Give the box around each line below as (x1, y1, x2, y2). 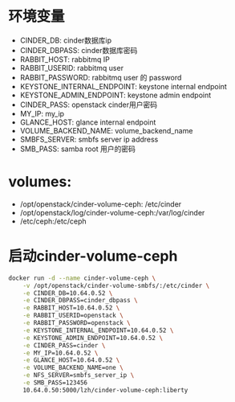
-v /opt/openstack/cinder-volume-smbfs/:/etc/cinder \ (22, 281, 210, 289)
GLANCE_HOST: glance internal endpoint (19, 117, 156, 127)
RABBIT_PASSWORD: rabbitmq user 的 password (19, 72, 182, 82)
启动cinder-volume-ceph (8, 247, 178, 265)
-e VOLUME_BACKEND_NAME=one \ (22, 363, 124, 372)
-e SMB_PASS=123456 (22, 379, 88, 387)
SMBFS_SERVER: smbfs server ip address (19, 134, 159, 144)
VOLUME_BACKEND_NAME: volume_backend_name (19, 125, 193, 135)
